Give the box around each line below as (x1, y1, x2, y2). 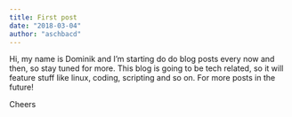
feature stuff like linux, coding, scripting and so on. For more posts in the (9, 73, 276, 83)
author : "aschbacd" (9, 29, 82, 38)
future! (9, 82, 34, 93)
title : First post (9, 12, 77, 22)
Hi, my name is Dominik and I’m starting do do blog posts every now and (9, 54, 275, 65)
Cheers (9, 99, 36, 110)
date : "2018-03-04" (9, 21, 82, 30)
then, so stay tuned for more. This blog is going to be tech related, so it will (9, 63, 284, 74)
